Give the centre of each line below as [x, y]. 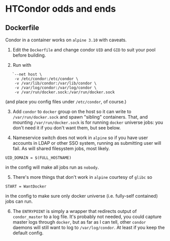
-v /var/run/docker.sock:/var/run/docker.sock [65, 92]
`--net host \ [27, 74]
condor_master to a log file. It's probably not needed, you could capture [87, 217]
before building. [29, 55]
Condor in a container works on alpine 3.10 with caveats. [66, 40]
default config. [28, 233]
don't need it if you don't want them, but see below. [67, 128]
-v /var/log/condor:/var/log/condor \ [55, 88]
